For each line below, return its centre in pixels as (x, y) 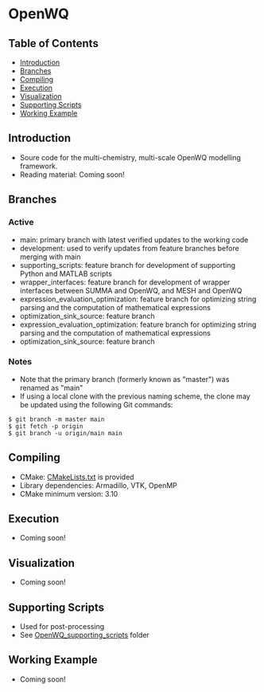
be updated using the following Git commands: (96, 404)
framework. (39, 166)
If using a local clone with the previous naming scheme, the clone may (135, 396)
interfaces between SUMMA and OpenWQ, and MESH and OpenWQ (131, 290)
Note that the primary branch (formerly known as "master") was (124, 379)
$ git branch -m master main (56, 419)
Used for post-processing (62, 627)
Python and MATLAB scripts (66, 273)
